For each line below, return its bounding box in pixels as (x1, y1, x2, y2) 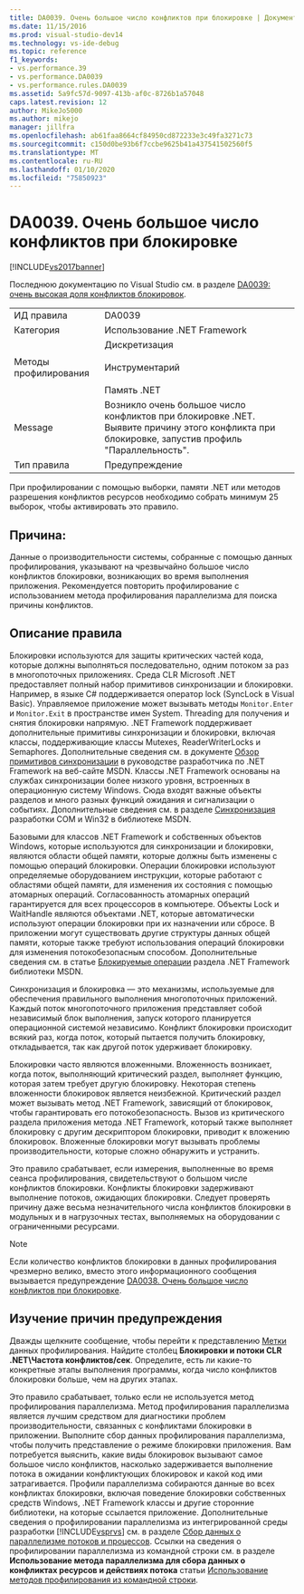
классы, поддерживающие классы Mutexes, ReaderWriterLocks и (9, 736, 261, 748)
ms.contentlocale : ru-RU (9, 156, 103, 166)
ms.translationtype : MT (9, 148, 100, 157)
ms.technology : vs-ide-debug (9, 38, 119, 48)
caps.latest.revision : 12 (9, 97, 107, 107)
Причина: (9, 527, 66, 543)
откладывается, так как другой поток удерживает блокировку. (9, 1041, 252, 1052)
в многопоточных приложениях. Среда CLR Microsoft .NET (9, 669, 237, 680)
